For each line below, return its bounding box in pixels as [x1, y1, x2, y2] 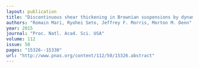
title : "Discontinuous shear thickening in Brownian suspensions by [6, 14, 179, 20]
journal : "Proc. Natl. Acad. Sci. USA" [6, 31, 105, 37]
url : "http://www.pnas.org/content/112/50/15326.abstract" [6, 53, 155, 59]
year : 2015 [6, 25, 33, 31]
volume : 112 [6, 36, 36, 42]
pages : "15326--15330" [6, 47, 62, 53]
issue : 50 [6, 42, 31, 48]
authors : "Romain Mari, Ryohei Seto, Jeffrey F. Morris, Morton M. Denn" [6, 20, 192, 25]
